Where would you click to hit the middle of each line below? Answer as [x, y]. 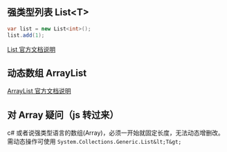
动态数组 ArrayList [47, 73]
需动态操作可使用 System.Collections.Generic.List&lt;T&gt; [94, 142]
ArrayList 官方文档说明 [39, 91]
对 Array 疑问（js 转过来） [63, 115]
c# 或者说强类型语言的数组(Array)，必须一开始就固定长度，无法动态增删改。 [116, 133]
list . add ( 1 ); [26, 35]
